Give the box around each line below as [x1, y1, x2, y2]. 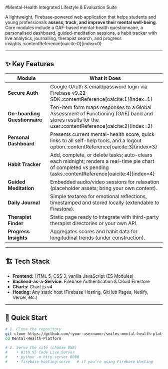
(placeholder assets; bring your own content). [49, 184, 157, 192]
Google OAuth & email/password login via [49, 83, 147, 90]
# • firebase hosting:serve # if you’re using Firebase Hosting [5, 359, 153, 364]
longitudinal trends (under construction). [49, 234, 145, 241]
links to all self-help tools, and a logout [49, 137, 141, 144]
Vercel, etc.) [12, 294, 38, 300]
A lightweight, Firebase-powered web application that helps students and [5, 14, 156, 20]
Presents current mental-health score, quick [49, 130, 155, 137]
